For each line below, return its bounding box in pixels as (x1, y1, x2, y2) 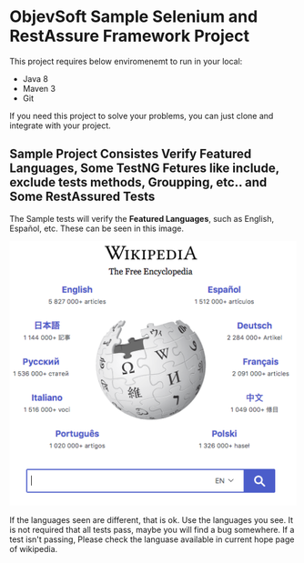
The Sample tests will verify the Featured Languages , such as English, (9, 213, 275, 224)
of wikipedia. (9, 543, 58, 554)
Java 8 (22, 73, 48, 84)
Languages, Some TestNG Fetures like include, (9, 161, 279, 176)
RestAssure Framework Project (9, 25, 250, 46)
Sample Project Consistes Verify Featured (9, 146, 252, 162)
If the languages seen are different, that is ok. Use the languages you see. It (9, 514, 294, 525)
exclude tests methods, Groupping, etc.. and (9, 175, 268, 190)
